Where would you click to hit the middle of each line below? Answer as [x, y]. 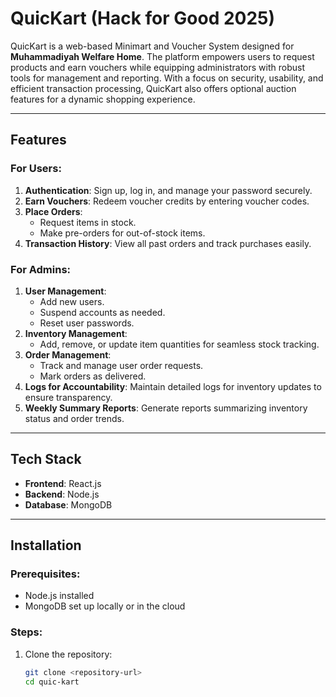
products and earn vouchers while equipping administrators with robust [157, 67]
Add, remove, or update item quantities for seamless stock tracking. [179, 344]
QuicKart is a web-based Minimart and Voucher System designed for [152, 46]
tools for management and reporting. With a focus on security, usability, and [167, 78]
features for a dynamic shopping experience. [103, 99]
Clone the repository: [68, 654]
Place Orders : [53, 211]
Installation [46, 545]
